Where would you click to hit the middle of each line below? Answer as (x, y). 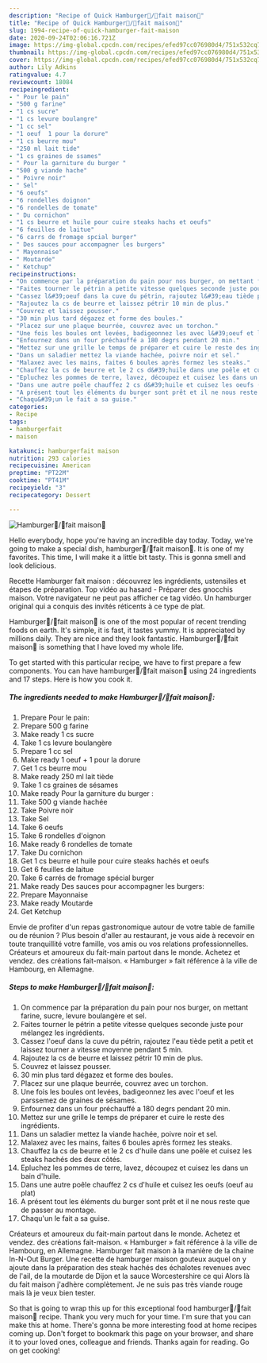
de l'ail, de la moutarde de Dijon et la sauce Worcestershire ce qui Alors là (130, 1276)
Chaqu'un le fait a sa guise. (65, 1218)
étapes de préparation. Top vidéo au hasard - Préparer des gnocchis (121, 589)
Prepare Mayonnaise (54, 894)
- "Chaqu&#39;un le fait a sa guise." (73, 400)
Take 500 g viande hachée (64, 801)
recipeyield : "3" (38, 488)
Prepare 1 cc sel (47, 751)
